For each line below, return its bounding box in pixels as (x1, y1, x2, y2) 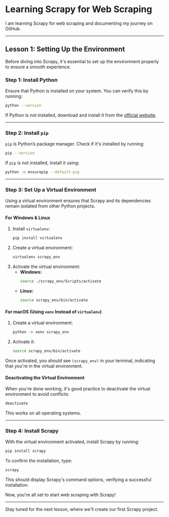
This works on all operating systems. (5, 410, 81, 416)
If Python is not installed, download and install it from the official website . (5, 112, 157, 118)
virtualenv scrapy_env (12, 254, 60, 260)
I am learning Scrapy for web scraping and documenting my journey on (5, 20, 153, 26)
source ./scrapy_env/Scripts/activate (20, 279, 102, 284)
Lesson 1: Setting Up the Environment (5, 45, 125, 54)
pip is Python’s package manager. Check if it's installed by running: (5, 141, 145, 147)
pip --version (5, 150, 35, 156)
